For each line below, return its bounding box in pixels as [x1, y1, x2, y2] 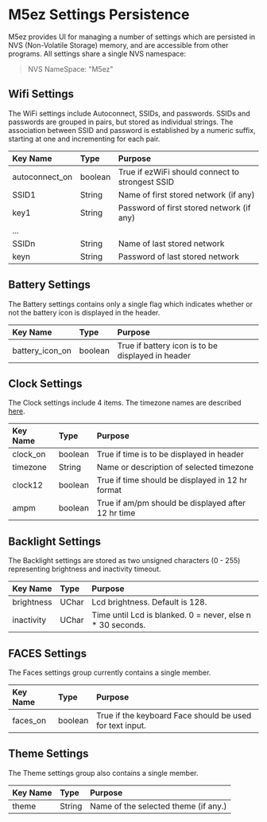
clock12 [12, 479, 44, 491]
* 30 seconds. [91, 620, 146, 631]
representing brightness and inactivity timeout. [8, 564, 161, 574]
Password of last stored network [118, 251, 240, 262]
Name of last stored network [118, 237, 225, 249]
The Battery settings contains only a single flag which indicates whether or [8, 299, 253, 308]
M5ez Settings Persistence [8, 6, 190, 24]
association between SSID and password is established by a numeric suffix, [8, 125, 256, 135]
